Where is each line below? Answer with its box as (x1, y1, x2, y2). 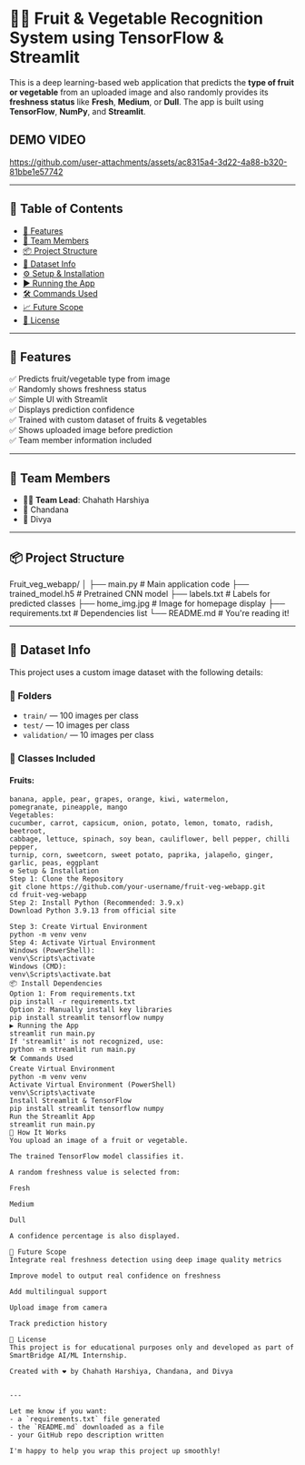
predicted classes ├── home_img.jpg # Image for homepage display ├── (9, 598, 286, 609)
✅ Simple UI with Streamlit (9, 394, 108, 405)
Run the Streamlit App (9, 1112, 95, 1122)
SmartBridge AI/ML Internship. (9, 1351, 128, 1360)
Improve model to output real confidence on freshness (9, 1271, 221, 1281)
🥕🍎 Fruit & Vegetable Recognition (9, 8, 263, 29)
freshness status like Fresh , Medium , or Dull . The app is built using (9, 96, 264, 107)
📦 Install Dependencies (9, 979, 103, 988)
